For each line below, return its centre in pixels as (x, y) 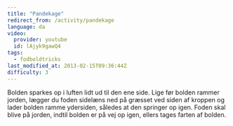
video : (17, 33)
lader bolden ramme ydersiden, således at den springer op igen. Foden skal (116, 107)
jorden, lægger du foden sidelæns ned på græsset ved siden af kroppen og (116, 99)
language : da (26, 27)
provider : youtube (41, 40)
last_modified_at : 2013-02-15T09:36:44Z (67, 66)
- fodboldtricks (37, 59)
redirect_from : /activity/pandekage (61, 20)
